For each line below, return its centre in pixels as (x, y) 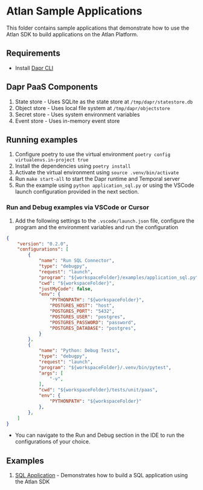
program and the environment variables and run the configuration (96, 227)
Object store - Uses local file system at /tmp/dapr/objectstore (92, 108)
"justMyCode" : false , (66, 289)
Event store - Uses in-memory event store (67, 121)
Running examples (42, 139)
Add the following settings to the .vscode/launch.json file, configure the (105, 220)
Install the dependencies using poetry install (73, 166)
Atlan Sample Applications (74, 11)
